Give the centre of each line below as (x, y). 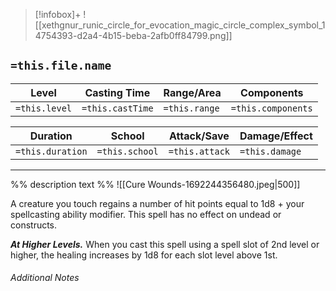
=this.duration (51, 151)
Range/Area (192, 92)
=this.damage (270, 151)
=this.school (127, 151)
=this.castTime (117, 108)
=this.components (271, 108)
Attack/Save (199, 136)
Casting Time (117, 92)
